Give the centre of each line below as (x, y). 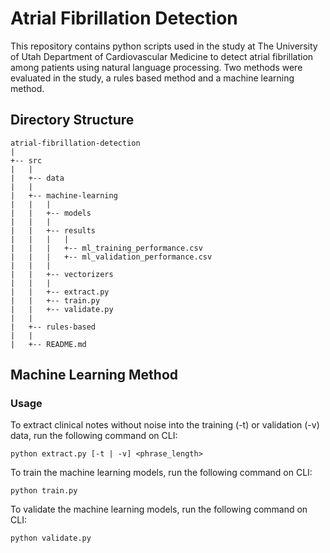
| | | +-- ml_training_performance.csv (106, 248)
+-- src (26, 160)
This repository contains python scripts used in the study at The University (164, 46)
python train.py (44, 491)
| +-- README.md (48, 344)
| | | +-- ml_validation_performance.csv (111, 257)
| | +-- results (53, 230)
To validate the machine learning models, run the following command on (159, 509)
